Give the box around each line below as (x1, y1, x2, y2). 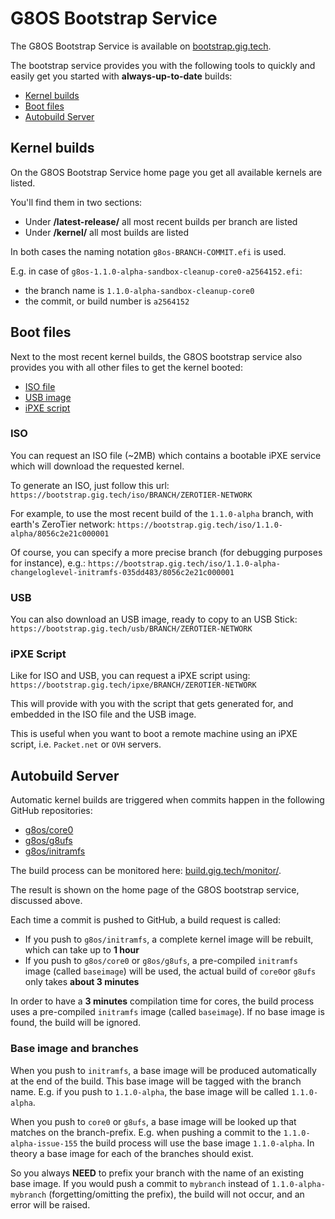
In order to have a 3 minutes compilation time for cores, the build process (10, 995, 315, 1007)
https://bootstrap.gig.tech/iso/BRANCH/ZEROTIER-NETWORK (10, 490, 253, 500)
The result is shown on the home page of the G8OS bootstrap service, (10, 884, 300, 896)
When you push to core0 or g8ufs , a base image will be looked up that (10, 1115, 297, 1127)
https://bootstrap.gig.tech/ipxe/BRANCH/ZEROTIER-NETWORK (10, 680, 257, 691)
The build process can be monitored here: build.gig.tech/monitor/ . (10, 865, 282, 877)
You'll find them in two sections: (10, 196, 143, 208)
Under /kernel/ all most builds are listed (24, 226, 190, 238)
